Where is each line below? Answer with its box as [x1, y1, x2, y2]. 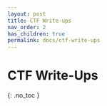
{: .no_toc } [7, 91, 40, 100]
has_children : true [7, 30, 66, 38]
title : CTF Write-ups [7, 17, 72, 24]
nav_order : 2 [7, 23, 46, 31]
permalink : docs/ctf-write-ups [7, 37, 101, 44]
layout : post [7, 10, 46, 18]
